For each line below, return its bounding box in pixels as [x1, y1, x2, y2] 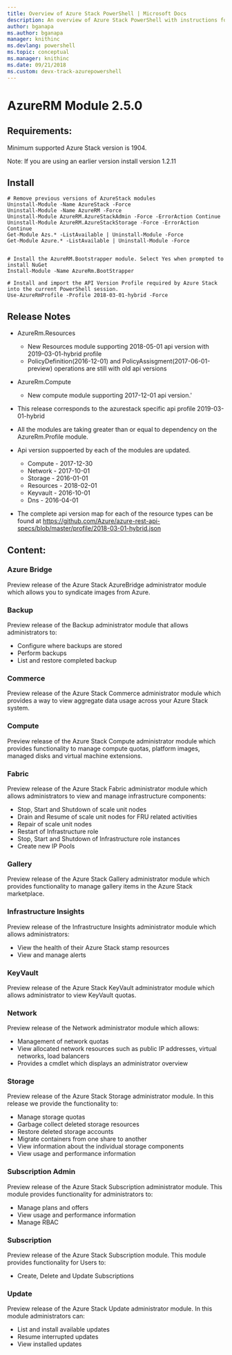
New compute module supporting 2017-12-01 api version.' [27, 391, 192, 399]
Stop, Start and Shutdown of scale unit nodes [17, 806, 147, 813]
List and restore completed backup [17, 656, 117, 665]
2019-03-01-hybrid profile [27, 350, 102, 358]
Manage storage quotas [17, 1113, 86, 1121]
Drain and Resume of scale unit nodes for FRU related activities [17, 813, 198, 821]
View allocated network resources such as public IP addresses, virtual [17, 1045, 217, 1053]
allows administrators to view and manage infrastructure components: [7, 792, 206, 800]
